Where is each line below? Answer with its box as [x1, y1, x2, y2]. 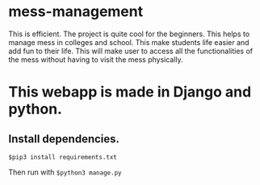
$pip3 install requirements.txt [8, 153, 117, 161]
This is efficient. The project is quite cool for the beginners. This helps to [8, 29, 250, 39]
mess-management [8, 2, 144, 21]
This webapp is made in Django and [8, 83, 252, 101]
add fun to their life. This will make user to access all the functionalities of [8, 46, 254, 55]
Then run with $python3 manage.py [8, 167, 122, 177]
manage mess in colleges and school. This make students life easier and [8, 37, 250, 47]
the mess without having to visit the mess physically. [8, 55, 183, 64]
